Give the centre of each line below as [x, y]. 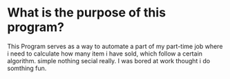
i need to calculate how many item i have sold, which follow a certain [105, 54]
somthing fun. [27, 68]
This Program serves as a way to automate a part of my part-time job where [115, 46]
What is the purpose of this [87, 13]
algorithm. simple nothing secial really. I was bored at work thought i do [109, 60]
